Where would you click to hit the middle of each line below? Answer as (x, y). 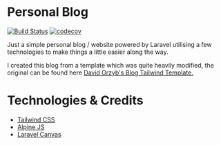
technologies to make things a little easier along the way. (88, 52)
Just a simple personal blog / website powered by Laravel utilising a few (109, 44)
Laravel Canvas (39, 134)
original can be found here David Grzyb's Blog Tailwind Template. (100, 72)
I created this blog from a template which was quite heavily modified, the (110, 65)
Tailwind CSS (36, 119)
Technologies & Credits (75, 100)
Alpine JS (31, 127)
